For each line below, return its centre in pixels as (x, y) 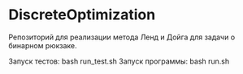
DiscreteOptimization (82, 15)
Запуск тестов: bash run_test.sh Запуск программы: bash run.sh (119, 61)
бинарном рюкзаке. (43, 45)
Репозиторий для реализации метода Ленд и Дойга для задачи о (122, 37)
